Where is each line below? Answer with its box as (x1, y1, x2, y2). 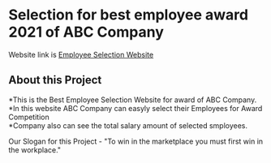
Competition (8, 112, 50, 122)
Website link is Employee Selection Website (8, 49, 154, 59)
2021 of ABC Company (8, 23, 165, 41)
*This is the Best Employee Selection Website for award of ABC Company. (8, 95, 257, 105)
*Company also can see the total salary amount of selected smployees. (8, 120, 248, 131)
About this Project (8, 73, 102, 87)
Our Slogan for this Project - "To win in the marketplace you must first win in (8, 136, 264, 146)
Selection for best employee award (8, 6, 249, 24)
